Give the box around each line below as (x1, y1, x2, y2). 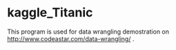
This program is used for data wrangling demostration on (7, 27, 170, 36)
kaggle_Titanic (7, 5, 93, 21)
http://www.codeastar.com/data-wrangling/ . (7, 34, 135, 42)
